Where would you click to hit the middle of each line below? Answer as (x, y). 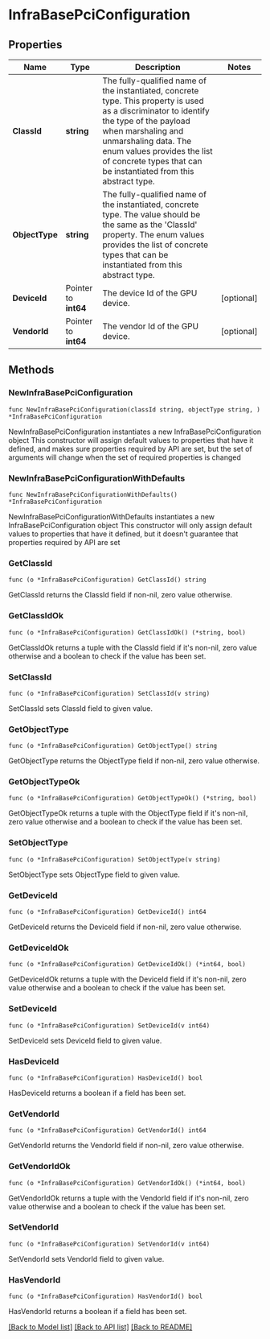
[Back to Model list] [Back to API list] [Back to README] (100, 1327)
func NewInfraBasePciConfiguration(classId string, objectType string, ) (135, 409)
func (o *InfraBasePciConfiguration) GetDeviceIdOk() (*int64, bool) (127, 965)
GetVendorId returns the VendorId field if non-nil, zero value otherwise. (126, 1146)
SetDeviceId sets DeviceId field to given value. (85, 1040)
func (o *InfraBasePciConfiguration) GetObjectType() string (113, 746)
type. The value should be (151, 215)
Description (157, 67)
